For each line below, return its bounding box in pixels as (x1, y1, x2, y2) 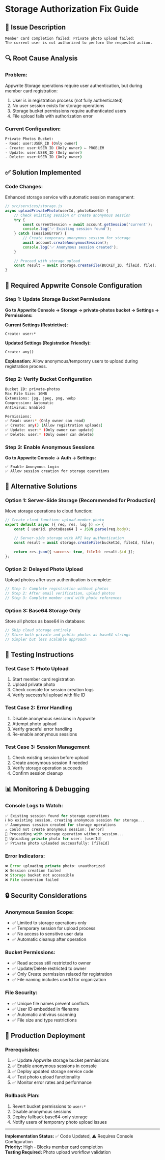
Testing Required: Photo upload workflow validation (5, 1149, 111, 1155)
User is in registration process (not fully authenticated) (12, 97, 123, 103)
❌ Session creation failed (5, 868, 61, 873)
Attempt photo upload (12, 721, 56, 727)
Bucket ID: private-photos (5, 387, 60, 392)
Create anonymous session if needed (12, 760, 88, 765)
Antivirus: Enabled (5, 405, 45, 410)
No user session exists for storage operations (12, 102, 105, 109)
